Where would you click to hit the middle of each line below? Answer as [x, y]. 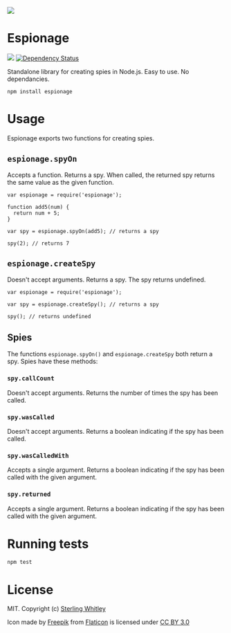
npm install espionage [40, 91]
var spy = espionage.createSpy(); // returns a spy [83, 304]
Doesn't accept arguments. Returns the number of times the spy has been [113, 393]
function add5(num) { [38, 207]
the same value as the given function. [61, 182]
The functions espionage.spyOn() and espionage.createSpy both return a [110, 354]
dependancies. [28, 79]
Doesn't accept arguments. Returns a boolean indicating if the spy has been [115, 431]
